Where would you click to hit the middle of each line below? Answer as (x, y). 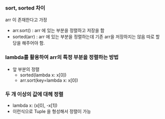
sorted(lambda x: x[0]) (43, 75)
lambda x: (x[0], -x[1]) (35, 105)
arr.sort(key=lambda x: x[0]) (49, 80)
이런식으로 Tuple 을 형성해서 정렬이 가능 (52, 111)
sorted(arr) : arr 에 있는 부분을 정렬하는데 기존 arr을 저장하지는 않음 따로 (83, 37)
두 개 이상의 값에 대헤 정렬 (34, 94)
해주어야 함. (33, 43)
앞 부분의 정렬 (26, 69)
